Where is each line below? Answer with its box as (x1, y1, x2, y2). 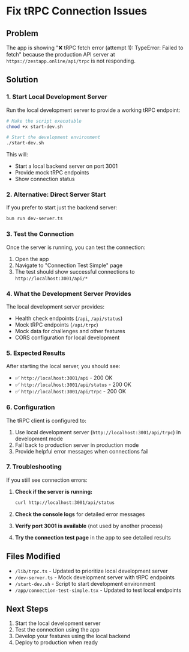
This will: (6, 151, 28, 158)
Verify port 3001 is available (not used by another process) (14, 522, 163, 529)
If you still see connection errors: (6, 476, 88, 484)
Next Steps (6, 603, 49, 614)
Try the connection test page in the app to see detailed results (14, 534, 171, 541)
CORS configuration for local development (14, 334, 120, 341)
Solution (6, 75, 38, 85)
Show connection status (14, 176, 75, 183)
